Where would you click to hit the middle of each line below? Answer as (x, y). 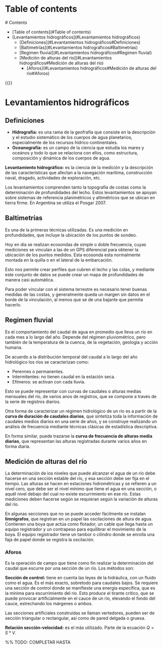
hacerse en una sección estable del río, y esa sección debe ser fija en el (77, 478)
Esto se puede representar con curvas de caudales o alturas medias (73, 391)
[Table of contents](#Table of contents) (51, 32)
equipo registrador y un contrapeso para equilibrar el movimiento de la (76, 529)
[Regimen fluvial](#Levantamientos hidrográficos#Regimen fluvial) (85, 53)
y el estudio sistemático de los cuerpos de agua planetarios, (72, 137)
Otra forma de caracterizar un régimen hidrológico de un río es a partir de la (81, 411)
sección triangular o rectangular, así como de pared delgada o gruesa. (75, 618)
